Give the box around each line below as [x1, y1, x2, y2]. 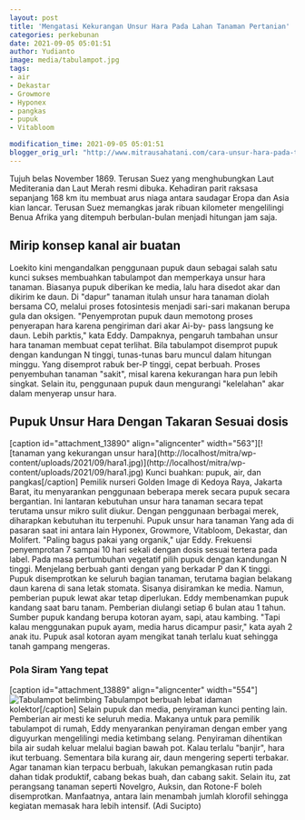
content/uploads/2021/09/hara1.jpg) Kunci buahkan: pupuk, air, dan [9, 467, 261, 478]
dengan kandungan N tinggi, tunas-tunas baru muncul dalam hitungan [9, 349, 272, 360]
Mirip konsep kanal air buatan [9, 238, 182, 254]
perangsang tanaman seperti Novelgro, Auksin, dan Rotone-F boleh [9, 781, 262, 792]
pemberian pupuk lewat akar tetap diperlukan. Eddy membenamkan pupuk [9, 593, 289, 604]
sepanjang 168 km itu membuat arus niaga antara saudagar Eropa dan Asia [9, 192, 290, 203]
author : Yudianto [9, 47, 75, 56]
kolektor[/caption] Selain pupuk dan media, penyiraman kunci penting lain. [9, 704, 288, 715]
